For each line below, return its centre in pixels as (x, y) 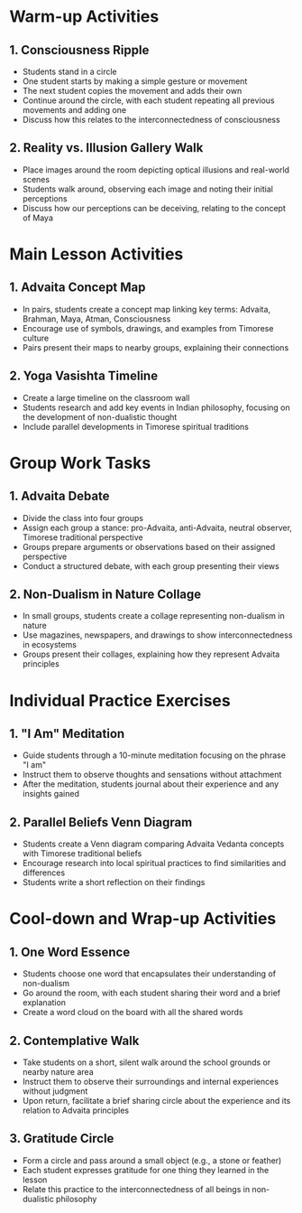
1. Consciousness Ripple (79, 50)
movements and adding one (74, 110)
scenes (36, 179)
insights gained (50, 794)
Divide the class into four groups (83, 518)
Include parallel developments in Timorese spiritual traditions (136, 426)
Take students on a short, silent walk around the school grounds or (146, 1062)
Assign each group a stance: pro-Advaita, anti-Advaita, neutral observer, (157, 527)
